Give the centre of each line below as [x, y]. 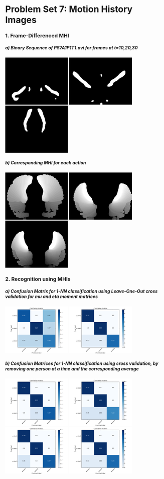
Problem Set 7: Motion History [69, 9]
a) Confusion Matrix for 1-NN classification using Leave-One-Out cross [81, 291]
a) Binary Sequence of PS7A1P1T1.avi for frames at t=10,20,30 [71, 47]
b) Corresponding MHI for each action [46, 162]
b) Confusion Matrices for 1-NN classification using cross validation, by [82, 363]
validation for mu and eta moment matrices [51, 296]
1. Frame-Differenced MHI [37, 36]
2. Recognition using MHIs [38, 279]
